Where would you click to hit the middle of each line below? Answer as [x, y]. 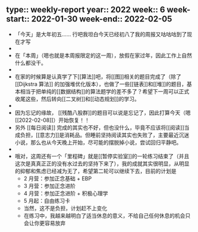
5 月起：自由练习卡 [47, 200]
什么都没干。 [30, 62]
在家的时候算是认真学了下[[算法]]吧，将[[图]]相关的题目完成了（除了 [98, 76]
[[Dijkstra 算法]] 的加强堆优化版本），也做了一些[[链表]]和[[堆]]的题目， [101, 84]
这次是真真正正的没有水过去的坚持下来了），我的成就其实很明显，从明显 [102, 164]
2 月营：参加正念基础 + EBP [58, 178]
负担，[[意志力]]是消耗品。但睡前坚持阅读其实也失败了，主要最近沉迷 [105, 135]
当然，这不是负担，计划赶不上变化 [65, 208]
